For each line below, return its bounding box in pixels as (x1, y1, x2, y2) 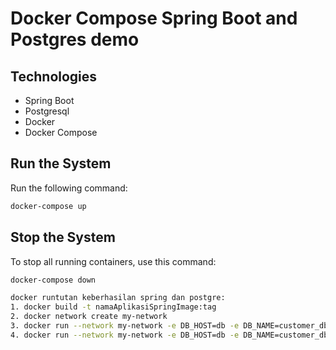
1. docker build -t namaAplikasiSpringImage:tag (10, 302, 217, 312)
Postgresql (24, 105, 70, 117)
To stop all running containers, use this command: (10, 255, 217, 267)
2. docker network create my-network (10, 312, 168, 322)
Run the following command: (10, 182, 128, 194)
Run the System (10, 155, 112, 172)
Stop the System (10, 229, 116, 246)
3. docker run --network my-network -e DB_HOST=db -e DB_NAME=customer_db (10, 321, 329, 331)
